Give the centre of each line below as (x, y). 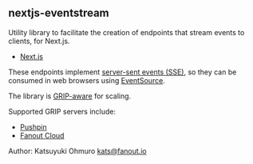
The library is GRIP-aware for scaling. (70, 96)
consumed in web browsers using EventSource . (87, 80)
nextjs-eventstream (59, 13)
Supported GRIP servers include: (62, 111)
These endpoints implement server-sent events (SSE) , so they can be (123, 72)
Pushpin (33, 126)
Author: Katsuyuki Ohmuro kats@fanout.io (77, 150)
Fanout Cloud (42, 135)
